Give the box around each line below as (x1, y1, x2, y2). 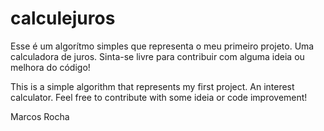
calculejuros (10, 7, 116, 30)
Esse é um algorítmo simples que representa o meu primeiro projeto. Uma (10, 40, 315, 52)
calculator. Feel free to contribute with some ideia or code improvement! (10, 91, 308, 103)
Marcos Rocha (10, 110, 70, 122)
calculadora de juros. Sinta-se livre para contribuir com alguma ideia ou (10, 50, 305, 62)
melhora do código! (10, 61, 91, 73)
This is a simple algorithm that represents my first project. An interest (10, 80, 295, 92)
